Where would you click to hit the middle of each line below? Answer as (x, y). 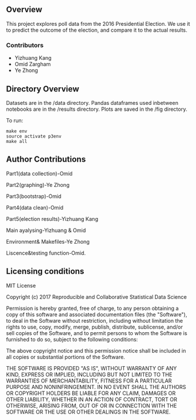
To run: (15, 120)
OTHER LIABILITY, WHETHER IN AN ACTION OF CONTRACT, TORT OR (92, 399)
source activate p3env (34, 136)
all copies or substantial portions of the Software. (65, 357)
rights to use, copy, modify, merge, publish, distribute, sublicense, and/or (94, 327)
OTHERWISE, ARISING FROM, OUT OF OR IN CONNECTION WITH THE (92, 405)
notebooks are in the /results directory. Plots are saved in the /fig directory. (97, 109)
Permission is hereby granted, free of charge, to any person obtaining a (92, 308)
